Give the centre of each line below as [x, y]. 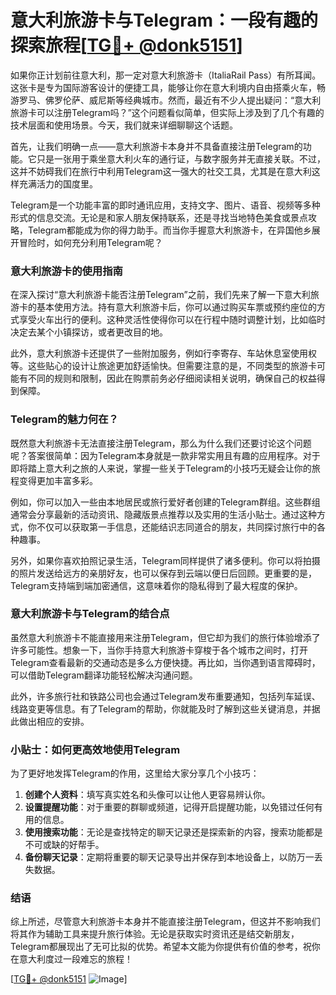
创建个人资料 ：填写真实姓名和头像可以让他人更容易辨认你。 [147, 795]
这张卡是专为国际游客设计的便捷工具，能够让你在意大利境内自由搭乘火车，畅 [168, 87]
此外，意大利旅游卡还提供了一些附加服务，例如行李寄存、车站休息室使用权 [163, 353]
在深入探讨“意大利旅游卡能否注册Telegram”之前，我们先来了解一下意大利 [160, 295]
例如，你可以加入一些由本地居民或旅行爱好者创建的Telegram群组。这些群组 [165, 502]
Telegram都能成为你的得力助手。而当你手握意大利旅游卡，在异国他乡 [169, 230]
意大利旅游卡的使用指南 [66, 271]
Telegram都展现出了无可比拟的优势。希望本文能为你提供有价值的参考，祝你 [165, 947]
